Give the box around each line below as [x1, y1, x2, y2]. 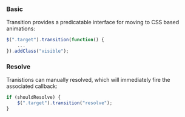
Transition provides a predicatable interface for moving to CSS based [6, 19, 180, 26]
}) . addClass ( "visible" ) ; [6, 48, 69, 55]
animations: [6, 25, 35, 32]
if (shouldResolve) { [6, 95, 61, 101]
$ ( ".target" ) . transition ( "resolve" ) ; [17, 100, 113, 106]
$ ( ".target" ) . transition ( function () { [6, 37, 104, 43]
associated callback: [6, 82, 58, 90]
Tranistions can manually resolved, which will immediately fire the [6, 76, 170, 84]
